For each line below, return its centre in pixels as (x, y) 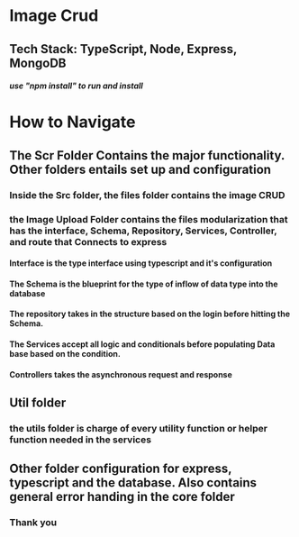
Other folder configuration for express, (121, 469)
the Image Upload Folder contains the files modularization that (149, 219)
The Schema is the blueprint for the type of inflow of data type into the (144, 284)
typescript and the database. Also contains (133, 483)
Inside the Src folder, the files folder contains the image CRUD (147, 195)
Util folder (38, 402)
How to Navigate (73, 122)
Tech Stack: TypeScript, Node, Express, (123, 49)
